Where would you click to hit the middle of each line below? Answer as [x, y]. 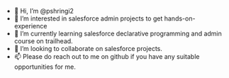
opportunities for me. [45, 67]
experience [30, 26]
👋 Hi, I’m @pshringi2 [44, 11]
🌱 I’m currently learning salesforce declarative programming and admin [118, 33]
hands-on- [180, 18]
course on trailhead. [43, 41]
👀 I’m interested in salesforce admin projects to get [88, 18]
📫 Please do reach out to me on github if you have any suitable [107, 56]
